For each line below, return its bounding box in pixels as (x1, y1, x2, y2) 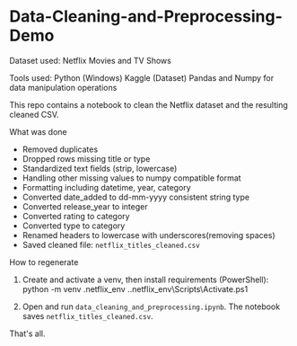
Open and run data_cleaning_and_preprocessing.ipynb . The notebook (22, 301, 281, 312)
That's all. (9, 328, 46, 339)
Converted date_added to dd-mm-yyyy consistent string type (22, 191, 249, 202)
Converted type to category (22, 220, 126, 231)
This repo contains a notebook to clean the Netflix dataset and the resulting (9, 99, 289, 110)
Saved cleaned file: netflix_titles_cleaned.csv (22, 239, 200, 250)
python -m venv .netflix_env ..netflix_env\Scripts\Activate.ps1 (22, 283, 249, 294)
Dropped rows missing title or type (22, 153, 151, 164)
